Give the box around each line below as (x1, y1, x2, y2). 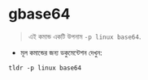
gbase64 (8, 5, 71, 23)
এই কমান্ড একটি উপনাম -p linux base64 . (28, 32, 141, 41)
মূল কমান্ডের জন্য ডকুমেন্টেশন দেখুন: (20, 48, 103, 57)
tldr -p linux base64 (8, 64, 82, 72)
